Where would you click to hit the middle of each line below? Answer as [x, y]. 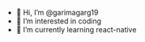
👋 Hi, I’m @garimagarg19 [57, 13]
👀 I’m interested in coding [59, 21]
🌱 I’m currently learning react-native [76, 29]
